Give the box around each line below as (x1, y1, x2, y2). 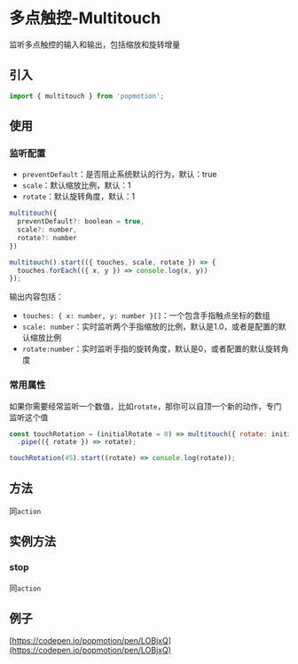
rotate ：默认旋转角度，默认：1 (21, 191, 136, 202)
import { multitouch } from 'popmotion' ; (9, 91, 165, 100)
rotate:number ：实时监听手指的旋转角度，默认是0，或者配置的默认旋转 (21, 343, 281, 355)
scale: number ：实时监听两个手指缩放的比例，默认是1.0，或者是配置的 (21, 321, 279, 332)
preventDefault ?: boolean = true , (17, 217, 145, 226)
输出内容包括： (9, 292, 64, 302)
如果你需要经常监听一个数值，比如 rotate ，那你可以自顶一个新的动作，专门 (9, 401, 282, 411)
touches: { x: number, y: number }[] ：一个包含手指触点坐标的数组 (21, 310, 271, 321)
